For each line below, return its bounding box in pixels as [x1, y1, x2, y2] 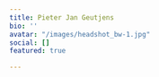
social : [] [9, 38, 50, 47]
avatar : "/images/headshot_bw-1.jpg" [9, 30, 151, 38]
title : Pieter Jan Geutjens [9, 13, 115, 22]
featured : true [9, 47, 66, 56]
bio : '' [9, 21, 39, 30]
